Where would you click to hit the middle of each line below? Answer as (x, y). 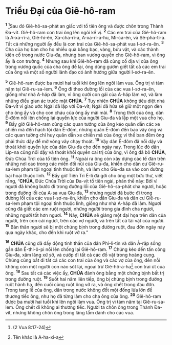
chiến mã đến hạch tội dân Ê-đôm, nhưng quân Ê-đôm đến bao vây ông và (84, 129)
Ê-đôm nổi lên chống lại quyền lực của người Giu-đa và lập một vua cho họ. (85, 118)
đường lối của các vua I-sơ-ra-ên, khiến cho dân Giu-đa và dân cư (75, 198)
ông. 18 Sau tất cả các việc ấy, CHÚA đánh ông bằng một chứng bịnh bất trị (85, 272)
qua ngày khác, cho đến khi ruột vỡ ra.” (47, 232)
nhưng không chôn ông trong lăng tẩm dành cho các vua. (73, 312)
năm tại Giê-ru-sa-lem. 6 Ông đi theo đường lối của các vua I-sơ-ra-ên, (80, 88)
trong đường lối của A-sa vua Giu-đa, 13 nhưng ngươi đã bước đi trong (79, 192)
